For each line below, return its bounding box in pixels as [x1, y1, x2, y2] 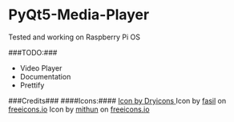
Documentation [19, 71, 71, 81]
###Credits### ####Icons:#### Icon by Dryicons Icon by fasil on [8, 96, 227, 105]
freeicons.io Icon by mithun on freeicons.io [8, 104, 150, 114]
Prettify [19, 80, 45, 90]
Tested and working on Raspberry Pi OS [8, 32, 141, 42]
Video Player [19, 63, 63, 73]
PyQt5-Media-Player [8, 6, 150, 24]
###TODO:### [8, 47, 58, 57]
